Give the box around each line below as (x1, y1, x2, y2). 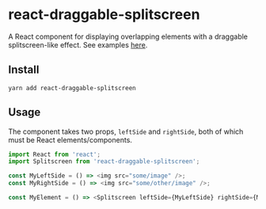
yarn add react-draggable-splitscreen (8, 84, 136, 92)
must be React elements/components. (8, 135, 133, 144)
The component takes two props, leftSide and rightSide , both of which (8, 127, 244, 136)
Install (8, 63, 40, 77)
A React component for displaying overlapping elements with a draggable (8, 32, 248, 41)
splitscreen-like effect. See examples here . (8, 40, 148, 49)
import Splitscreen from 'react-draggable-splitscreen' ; (8, 158, 200, 165)
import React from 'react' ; (8, 150, 101, 158)
